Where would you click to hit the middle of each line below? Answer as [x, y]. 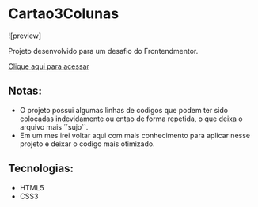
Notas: [25, 91]
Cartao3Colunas [64, 14]
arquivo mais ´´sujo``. [54, 126]
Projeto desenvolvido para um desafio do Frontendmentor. [103, 51]
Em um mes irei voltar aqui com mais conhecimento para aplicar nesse [135, 135]
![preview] [25, 36]
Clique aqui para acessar [49, 66]
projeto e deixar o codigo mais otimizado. [87, 144]
